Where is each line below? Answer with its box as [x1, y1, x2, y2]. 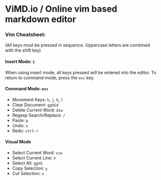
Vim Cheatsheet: [5, 31, 46, 38]
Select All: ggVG [12, 160, 43, 166]
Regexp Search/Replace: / [12, 112, 65, 118]
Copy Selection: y [12, 165, 48, 171]
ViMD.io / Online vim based [5, 3, 118, 15]
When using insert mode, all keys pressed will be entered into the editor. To [5, 69, 157, 75]
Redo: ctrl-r [12, 128, 39, 134]
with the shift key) [5, 47, 41, 53]
